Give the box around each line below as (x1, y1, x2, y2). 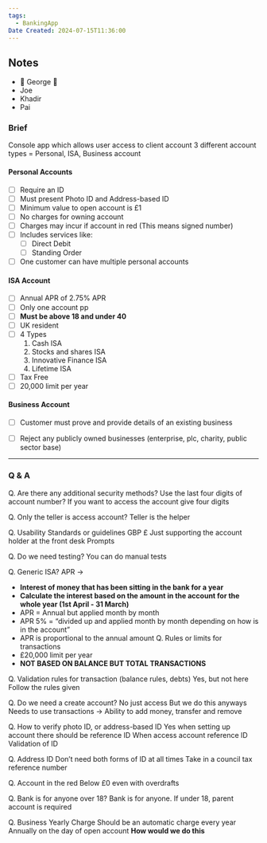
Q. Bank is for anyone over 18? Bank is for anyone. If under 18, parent (8, 794, 234, 803)
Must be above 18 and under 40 (19, 312, 127, 321)
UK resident (19, 320, 60, 330)
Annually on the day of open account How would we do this (8, 825, 205, 835)
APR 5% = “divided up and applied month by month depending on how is (19, 616, 259, 625)
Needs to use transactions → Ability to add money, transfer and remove (8, 706, 242, 716)
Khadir (19, 94, 42, 104)
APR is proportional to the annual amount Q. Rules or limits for (19, 633, 222, 642)
